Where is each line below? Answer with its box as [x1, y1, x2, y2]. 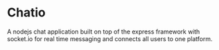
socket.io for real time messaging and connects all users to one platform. [7, 34, 213, 42]
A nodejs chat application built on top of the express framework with [7, 27, 201, 36]
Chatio [7, 5, 46, 21]
